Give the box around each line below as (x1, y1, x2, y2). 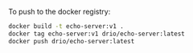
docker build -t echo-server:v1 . (8, 22, 125, 31)
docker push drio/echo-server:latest (8, 37, 135, 45)
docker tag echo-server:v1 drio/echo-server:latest (8, 30, 185, 38)
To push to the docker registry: (8, 7, 111, 16)
